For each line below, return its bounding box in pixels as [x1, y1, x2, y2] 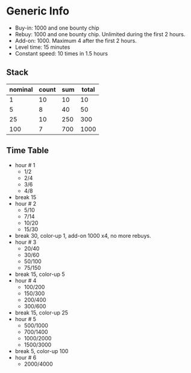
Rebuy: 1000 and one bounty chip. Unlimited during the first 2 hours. [14, 30, 186, 37]
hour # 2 [14, 200, 37, 207]
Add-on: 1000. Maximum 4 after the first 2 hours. [14, 37, 137, 44]
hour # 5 [14, 315, 37, 322]
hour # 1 [14, 161, 36, 168]
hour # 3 [14, 238, 37, 246]
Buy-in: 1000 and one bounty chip [14, 24, 99, 31]
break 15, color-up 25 [14, 309, 68, 316]
